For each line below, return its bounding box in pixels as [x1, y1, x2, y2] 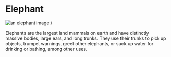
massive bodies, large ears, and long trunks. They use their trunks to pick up [5, 35, 166, 41]
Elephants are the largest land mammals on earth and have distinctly [5, 30, 149, 36]
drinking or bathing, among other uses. [5, 46, 87, 52]
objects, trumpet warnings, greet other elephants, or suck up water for [5, 40, 154, 46]
